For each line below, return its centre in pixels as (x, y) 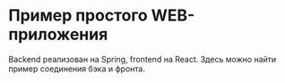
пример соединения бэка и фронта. (77, 69)
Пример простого (78, 16)
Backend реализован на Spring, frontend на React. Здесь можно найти (142, 59)
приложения (58, 34)
